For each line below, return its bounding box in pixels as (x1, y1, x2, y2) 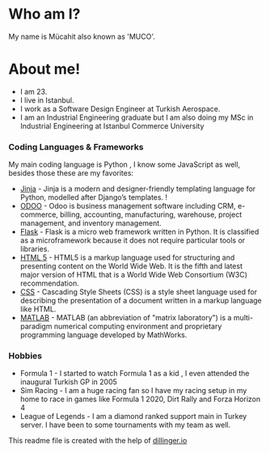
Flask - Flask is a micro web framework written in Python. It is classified (19, 227, 259, 237)
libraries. (19, 244, 50, 254)
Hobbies (8, 350, 43, 362)
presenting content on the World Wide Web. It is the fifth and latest (19, 261, 243, 271)
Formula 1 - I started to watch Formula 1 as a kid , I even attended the (19, 369, 250, 379)
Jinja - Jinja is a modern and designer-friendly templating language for (19, 184, 256, 194)
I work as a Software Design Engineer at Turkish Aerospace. (19, 104, 221, 113)
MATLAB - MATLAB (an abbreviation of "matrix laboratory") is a (19, 313, 232, 323)
